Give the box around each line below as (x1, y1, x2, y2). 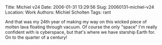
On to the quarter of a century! (5, 34, 68, 40)
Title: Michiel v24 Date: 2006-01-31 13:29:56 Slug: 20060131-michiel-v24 (5, 4, 155, 10)
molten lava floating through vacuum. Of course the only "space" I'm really (5, 24, 158, 30)
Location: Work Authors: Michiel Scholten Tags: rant (5, 9, 111, 15)
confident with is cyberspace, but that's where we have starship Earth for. (5, 29, 156, 35)
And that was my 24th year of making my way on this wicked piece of (5, 19, 147, 24)
